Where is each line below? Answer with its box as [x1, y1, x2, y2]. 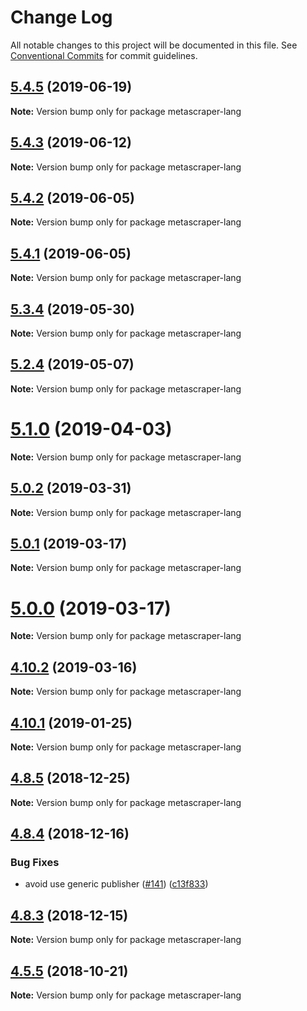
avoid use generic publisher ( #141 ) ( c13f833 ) [24, 878, 209, 890]
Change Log [10, 6, 113, 29]
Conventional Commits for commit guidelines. [10, 49, 198, 61]
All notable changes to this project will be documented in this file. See [10, 39, 298, 51]
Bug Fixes [10, 856, 60, 870]
